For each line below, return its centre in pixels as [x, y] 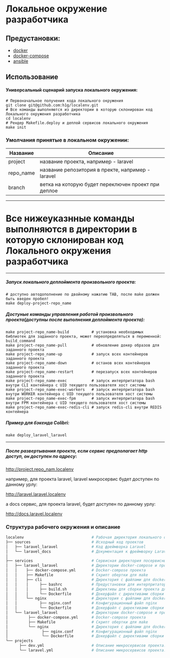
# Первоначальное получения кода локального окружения [65, 101]
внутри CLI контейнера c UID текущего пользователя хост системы [76, 385]
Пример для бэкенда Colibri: [38, 423]
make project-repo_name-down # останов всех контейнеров [78, 363]
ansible [20, 61]
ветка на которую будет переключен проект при [100, 184]
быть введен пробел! [27, 299]
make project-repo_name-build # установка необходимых [75, 332]
